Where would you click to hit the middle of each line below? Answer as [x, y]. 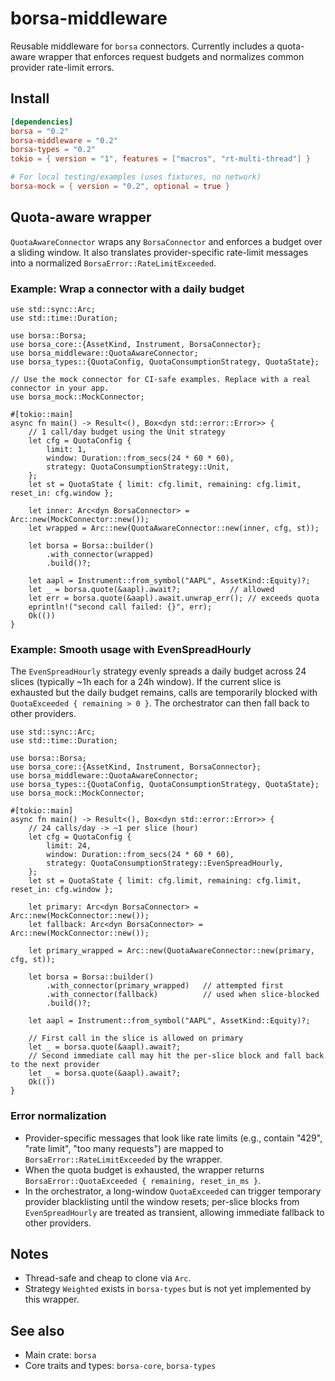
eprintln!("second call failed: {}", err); [120, 607]
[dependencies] [42, 122]
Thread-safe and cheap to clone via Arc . [108, 1278]
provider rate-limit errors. [62, 67]
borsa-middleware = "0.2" [64, 140]
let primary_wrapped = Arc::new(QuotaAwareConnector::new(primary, [171, 951]
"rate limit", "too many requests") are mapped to [124, 1148]
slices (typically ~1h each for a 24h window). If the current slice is [146, 682]
